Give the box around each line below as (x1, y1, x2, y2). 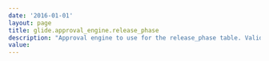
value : (8, 41, 30, 49)
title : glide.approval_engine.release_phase (8, 26, 159, 34)
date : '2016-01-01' (8, 11, 74, 20)
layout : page (8, 19, 52, 27)
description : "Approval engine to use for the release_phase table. (8, 33, 242, 42)
